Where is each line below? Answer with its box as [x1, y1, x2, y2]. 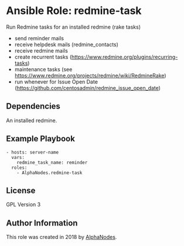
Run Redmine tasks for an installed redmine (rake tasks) [6, 23, 141, 30]
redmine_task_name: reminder [16, 160, 88, 165]
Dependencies [6, 101, 60, 112]
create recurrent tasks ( [14, 53, 72, 60]
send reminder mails [14, 34, 64, 41]
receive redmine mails [14, 47, 69, 54]
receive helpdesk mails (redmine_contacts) [14, 41, 119, 48]
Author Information [6, 218, 78, 228]
